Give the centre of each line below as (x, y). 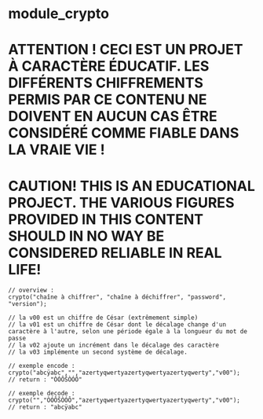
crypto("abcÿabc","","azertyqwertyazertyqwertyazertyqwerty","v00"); (124, 373)
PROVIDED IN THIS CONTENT (106, 219)
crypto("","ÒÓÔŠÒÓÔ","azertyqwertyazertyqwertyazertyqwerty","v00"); (124, 401)
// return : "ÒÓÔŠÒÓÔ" (45, 380)
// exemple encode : (42, 366)
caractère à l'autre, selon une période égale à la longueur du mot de (128, 332)
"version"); (27, 304)
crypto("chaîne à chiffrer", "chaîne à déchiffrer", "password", (117, 297)
